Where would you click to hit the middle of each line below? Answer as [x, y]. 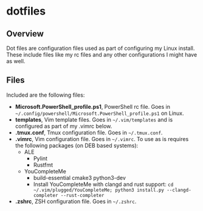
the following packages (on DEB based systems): [77, 145]
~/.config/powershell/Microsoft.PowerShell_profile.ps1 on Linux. [99, 113]
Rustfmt [43, 165]
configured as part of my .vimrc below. [64, 126]
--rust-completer [82, 195]
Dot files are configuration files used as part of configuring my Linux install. [101, 48]
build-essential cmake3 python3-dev [80, 178]
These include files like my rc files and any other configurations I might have [102, 55]
